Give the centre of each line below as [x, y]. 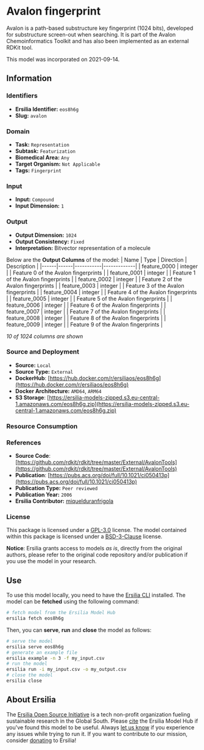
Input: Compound [35, 200]
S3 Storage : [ [32, 398]
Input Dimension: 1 [39, 206]
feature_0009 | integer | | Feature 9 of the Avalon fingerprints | [85, 324]
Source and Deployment [43, 352]
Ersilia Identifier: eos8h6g [47, 109]
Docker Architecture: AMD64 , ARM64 [58, 391]
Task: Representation [42, 144]
